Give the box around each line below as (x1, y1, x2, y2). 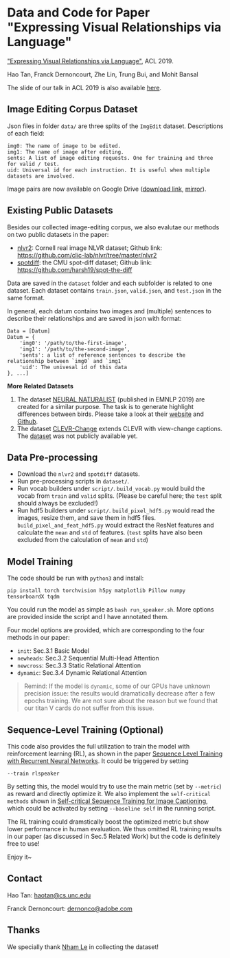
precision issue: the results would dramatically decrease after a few (23, 689, 216, 698)
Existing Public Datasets (7, 205, 113, 216)
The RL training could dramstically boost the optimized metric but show (7, 818, 209, 826)
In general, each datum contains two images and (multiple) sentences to (7, 306, 211, 315)
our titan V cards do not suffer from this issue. (23, 704, 154, 712)
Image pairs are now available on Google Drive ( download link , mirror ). (7, 185, 207, 193)
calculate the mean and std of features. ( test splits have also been (16, 528, 203, 537)
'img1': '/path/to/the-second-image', (19, 346, 130, 353)
